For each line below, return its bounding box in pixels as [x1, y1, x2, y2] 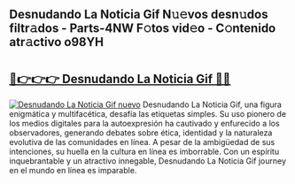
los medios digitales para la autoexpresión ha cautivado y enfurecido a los [9, 119, 281, 128]
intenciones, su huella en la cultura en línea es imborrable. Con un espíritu [9, 146, 280, 157]
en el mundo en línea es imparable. [9, 165, 137, 175]
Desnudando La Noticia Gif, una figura [142, 99, 282, 110]
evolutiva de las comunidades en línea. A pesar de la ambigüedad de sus [9, 137, 276, 147]
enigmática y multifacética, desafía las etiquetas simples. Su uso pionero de [9, 109, 286, 119]
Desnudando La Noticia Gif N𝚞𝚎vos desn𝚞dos [9, 7, 268, 22]
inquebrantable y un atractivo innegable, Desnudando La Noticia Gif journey [9, 156, 286, 166]
